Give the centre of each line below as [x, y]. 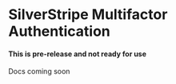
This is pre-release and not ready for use [77, 54]
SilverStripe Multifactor [88, 15]
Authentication [59, 31]
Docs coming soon [39, 71]
